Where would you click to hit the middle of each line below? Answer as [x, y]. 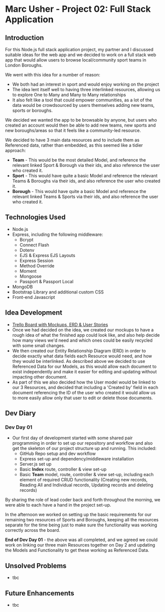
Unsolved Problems [36, 565]
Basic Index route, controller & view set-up [63, 469]
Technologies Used [35, 217]
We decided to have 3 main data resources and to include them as [72, 140]
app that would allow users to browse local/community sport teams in [76, 60]
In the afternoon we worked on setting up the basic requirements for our [78, 515]
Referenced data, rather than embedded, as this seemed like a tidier [74, 145]
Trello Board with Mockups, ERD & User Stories [60, 324]
